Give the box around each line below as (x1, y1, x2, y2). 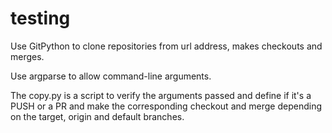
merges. (10, 50, 45, 62)
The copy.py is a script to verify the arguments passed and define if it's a (10, 89, 312, 101)
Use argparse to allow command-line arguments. (10, 70, 212, 82)
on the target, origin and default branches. (10, 110, 185, 122)
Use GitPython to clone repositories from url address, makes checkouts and (10, 40, 323, 52)
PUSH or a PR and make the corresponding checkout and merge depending (10, 100, 322, 112)
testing (10, 7, 71, 30)
